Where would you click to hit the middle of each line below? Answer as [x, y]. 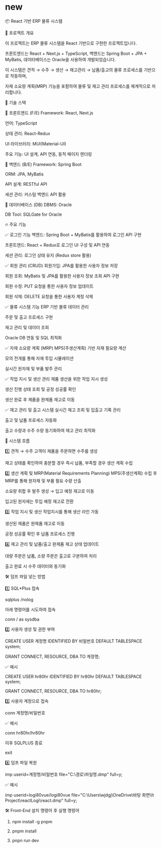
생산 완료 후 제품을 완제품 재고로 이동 [40, 400]
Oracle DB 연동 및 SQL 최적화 [33, 337]
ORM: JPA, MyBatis [24, 174]
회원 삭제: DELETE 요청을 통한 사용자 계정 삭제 [49, 296]
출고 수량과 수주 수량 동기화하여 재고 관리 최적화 [50, 430]
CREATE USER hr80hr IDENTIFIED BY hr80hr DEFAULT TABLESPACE [73, 676]
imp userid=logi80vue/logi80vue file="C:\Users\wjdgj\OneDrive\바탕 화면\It [80, 795]
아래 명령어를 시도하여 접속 [30, 609]
